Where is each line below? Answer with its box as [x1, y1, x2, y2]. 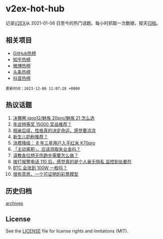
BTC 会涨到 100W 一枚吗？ [12, 165, 68, 171]
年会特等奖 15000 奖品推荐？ [12, 121, 72, 127]
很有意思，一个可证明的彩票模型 [12, 171, 79, 177]
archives [5, 200, 23, 207]
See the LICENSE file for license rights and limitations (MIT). [5, 228, 129, 234]
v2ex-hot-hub [5, 3, 65, 14]
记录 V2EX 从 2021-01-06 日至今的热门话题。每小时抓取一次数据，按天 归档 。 [5, 20, 161, 26]
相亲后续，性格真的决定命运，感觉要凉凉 [12, 127, 96, 133]
